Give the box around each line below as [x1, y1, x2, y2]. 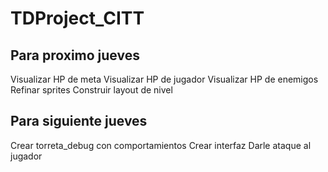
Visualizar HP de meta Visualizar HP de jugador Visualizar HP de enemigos [10, 73, 319, 85]
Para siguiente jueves [10, 113, 148, 130]
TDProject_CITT [10, 7, 145, 30]
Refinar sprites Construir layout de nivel [10, 84, 173, 96]
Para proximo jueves [10, 47, 140, 64]
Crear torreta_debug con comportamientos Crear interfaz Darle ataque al [10, 139, 312, 151]
